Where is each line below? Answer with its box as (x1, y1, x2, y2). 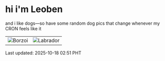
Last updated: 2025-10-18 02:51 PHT (5, 49, 81, 56)
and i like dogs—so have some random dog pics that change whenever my (5, 20, 160, 26)
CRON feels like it (5, 25, 42, 31)
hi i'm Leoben (5, 4, 63, 15)
